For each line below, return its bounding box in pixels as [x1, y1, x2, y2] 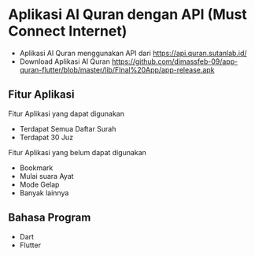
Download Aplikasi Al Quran [19, 57, 110, 66]
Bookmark [19, 163, 54, 173]
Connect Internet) [8, 22, 128, 40]
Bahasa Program [8, 211, 91, 224]
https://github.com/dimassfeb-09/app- [111, 57, 238, 66]
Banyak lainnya [19, 187, 69, 198]
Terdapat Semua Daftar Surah [19, 124, 116, 133]
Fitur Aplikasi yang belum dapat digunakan [8, 147, 147, 157]
